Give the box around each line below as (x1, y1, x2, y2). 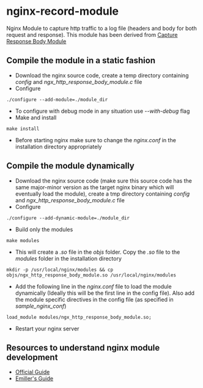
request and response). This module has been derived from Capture (6, 31, 178, 38)
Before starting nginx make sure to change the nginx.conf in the (15, 136, 176, 143)
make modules (6, 237, 40, 243)
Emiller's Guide (15, 375, 54, 382)
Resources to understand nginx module (6, 342, 160, 353)
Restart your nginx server (15, 325, 79, 332)
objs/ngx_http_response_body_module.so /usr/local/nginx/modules (6, 272, 176, 278)
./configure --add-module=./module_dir (6, 96, 108, 102)
